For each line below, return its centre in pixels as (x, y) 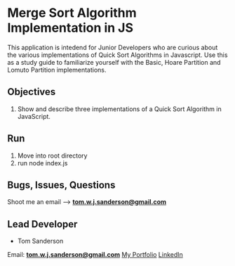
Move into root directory (52, 156)
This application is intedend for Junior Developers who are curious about (113, 47)
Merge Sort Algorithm (72, 13)
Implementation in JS (70, 28)
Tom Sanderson (40, 241)
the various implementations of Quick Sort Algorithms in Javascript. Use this (117, 55)
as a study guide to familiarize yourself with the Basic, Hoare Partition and (114, 62)
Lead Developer (42, 224)
